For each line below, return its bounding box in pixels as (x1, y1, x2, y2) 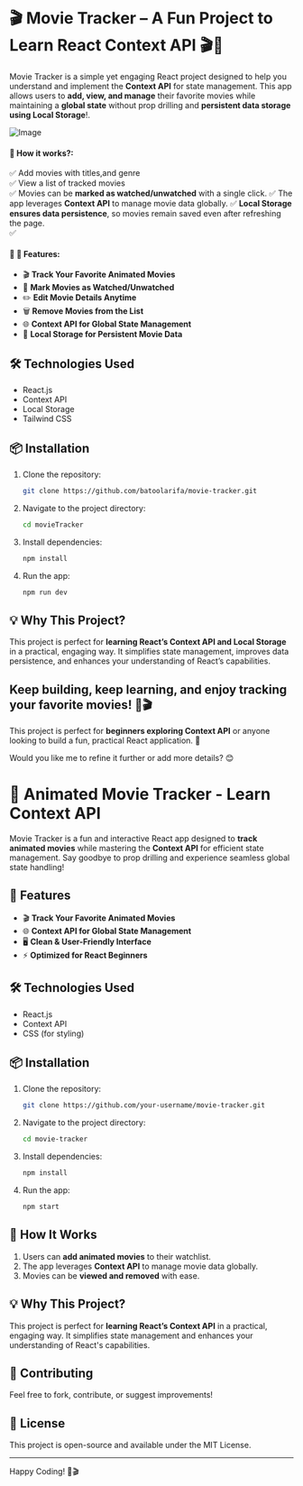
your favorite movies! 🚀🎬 (9, 697, 153, 712)
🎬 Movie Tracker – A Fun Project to (9, 8, 273, 29)
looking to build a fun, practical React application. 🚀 (9, 735, 201, 746)
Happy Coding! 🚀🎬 (9, 1466, 79, 1477)
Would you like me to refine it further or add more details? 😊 (9, 753, 234, 764)
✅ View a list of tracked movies (9, 178, 126, 188)
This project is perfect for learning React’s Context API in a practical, (9, 1320, 268, 1331)
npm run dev (22, 588, 68, 597)
